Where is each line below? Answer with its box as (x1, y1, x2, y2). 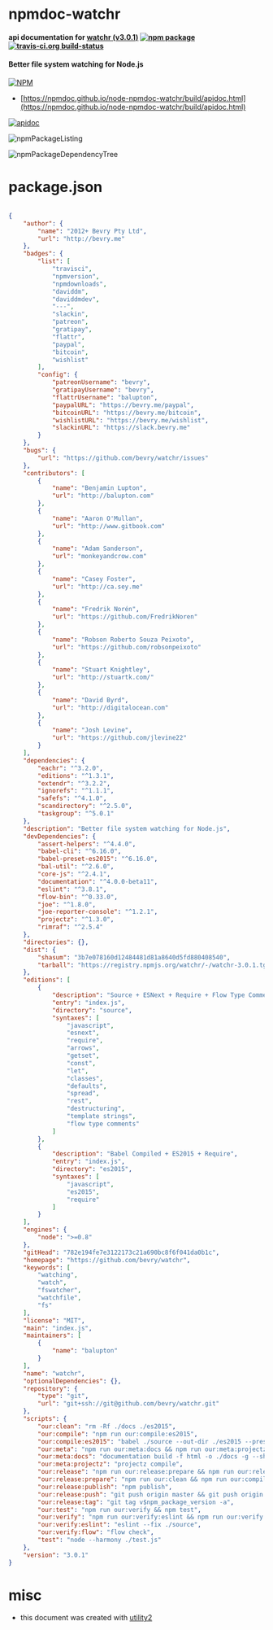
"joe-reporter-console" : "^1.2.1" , (37, 908, 158, 916)
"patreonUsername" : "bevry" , (51, 378, 151, 387)
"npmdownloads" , (51, 280, 107, 288)
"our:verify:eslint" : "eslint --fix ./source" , (37, 1521, 201, 1529)
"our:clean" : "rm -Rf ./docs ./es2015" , (37, 1422, 176, 1431)
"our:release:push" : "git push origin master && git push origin (37, 1490, 264, 1498)
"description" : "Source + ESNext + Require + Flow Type (51, 991, 245, 999)
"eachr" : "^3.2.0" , (37, 764, 104, 772)
